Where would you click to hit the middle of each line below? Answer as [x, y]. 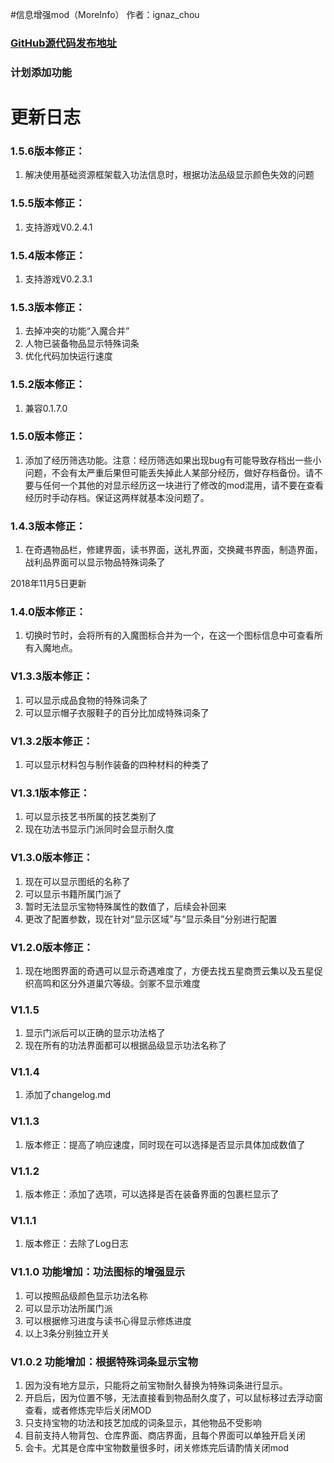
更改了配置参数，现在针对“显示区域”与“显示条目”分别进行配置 [151, 919]
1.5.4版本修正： [48, 255]
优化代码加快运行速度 [68, 356]
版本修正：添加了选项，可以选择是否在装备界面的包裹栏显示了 [152, 1194]
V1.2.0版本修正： [52, 947]
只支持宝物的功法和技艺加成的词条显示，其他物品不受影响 [143, 1422]
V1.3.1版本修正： [50, 793]
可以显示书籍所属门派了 [73, 894]
